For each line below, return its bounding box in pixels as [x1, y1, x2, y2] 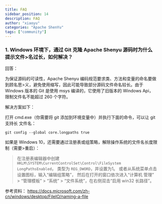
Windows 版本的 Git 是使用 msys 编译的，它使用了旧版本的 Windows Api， [5, 88, 154, 94]
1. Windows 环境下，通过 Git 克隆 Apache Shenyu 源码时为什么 [5, 46, 153, 53]
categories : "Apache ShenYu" [5, 25, 64, 30]
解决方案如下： [5, 104, 35, 110]
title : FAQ [5, 7, 27, 12]
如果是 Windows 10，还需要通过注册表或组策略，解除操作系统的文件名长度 [5, 139, 153, 145]
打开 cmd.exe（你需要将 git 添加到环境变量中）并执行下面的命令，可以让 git [5, 115, 156, 120]
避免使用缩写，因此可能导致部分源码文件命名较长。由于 [33, 82, 144, 87]
